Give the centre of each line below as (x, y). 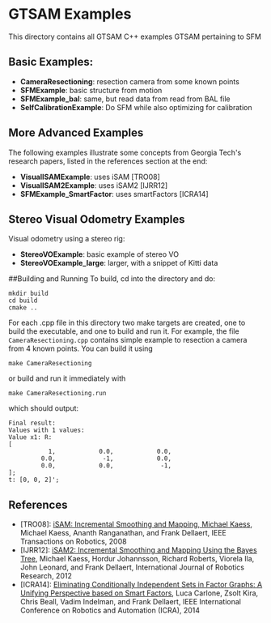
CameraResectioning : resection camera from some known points (130, 81)
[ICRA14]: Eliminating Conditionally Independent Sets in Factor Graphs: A (141, 585)
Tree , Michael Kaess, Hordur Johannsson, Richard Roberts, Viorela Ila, (137, 559)
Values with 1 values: (47, 430)
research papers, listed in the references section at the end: (108, 161)
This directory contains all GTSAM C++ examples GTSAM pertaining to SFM (135, 36)
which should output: (44, 408)
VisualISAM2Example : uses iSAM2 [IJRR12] (94, 185)
